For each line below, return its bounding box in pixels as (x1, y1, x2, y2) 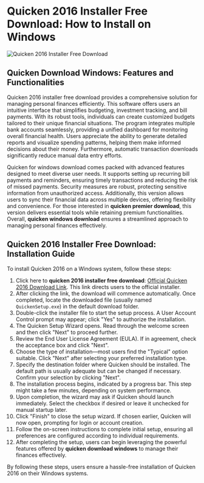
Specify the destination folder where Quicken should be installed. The (15, 361, 191, 368)
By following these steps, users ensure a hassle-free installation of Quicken (7, 463, 196, 470)
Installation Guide (7, 249, 75, 259)
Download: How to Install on (7, 17, 151, 31)
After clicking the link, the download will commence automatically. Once (15, 290, 196, 297)
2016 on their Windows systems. (7, 470, 89, 477)
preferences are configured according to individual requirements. (15, 432, 180, 439)
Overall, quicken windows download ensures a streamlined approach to (7, 215, 189, 223)
